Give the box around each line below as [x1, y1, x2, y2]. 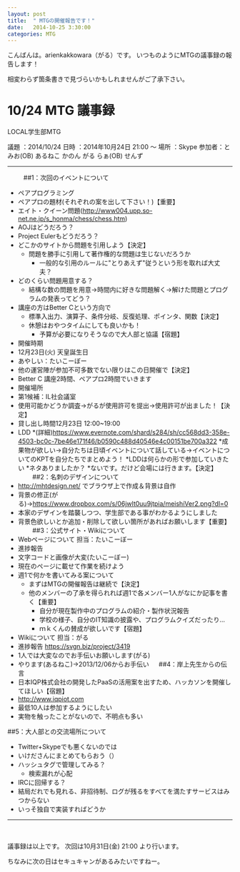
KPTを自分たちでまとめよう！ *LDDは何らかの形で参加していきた [36, 455, 229, 464]
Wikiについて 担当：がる [17, 633, 89, 642]
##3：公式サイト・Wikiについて [31, 526, 126, 535]
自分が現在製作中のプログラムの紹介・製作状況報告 [39, 607, 189, 615]
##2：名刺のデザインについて [31, 472, 119, 482]
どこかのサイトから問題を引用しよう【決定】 [17, 240, 150, 250]
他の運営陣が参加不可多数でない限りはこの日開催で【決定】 [17, 365, 194, 375]
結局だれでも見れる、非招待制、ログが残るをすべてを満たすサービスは [17, 787, 224, 796]
